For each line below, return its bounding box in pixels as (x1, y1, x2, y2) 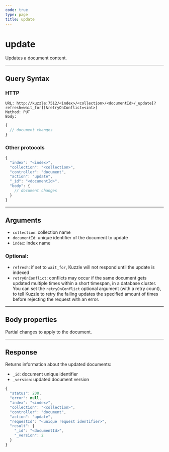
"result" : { (10, 423, 35, 429)
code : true (5, 7, 28, 13)
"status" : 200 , (10, 391, 42, 396)
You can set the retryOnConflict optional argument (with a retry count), (12, 285, 161, 292)
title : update (5, 17, 35, 22)
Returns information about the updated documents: (5, 361, 112, 368)
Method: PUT (5, 110, 30, 115)
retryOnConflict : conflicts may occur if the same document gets (12, 275, 147, 281)
